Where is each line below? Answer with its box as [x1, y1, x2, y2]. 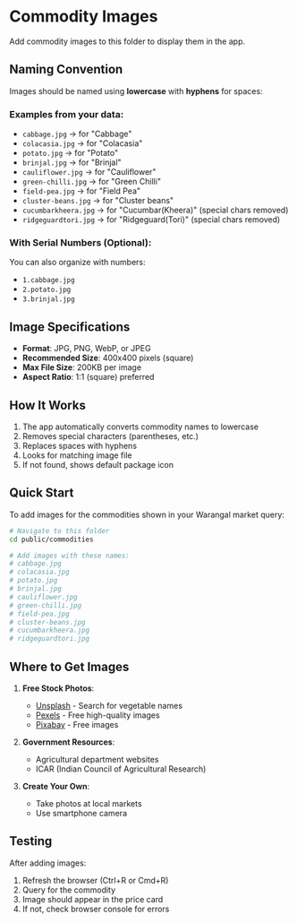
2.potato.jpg [21, 285, 72, 295]
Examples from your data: [9, 108, 124, 120]
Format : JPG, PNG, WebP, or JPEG [21, 343, 151, 354]
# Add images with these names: [9, 551, 130, 560]
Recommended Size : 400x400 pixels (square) [21, 352, 194, 364]
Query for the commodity [21, 884, 116, 895]
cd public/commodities [9, 535, 94, 544]
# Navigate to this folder [9, 526, 110, 535]
